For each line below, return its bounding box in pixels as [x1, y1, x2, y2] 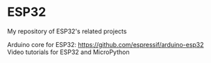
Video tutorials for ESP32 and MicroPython [7, 48, 130, 56]
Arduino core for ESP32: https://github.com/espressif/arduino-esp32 [7, 40, 204, 48]
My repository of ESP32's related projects [7, 27, 127, 35]
